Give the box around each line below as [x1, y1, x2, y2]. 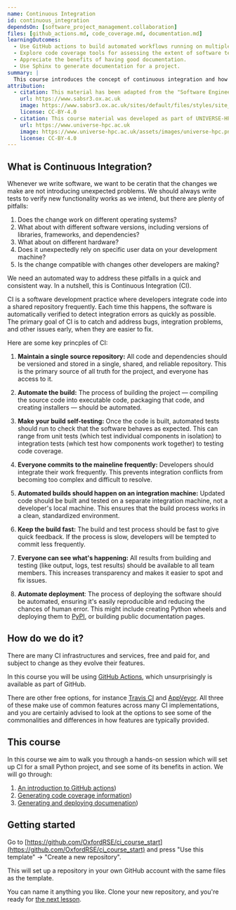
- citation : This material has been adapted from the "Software [13, 89, 206, 96]
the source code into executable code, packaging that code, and [17, 396, 205, 405]
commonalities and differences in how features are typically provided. [7, 716, 209, 724]
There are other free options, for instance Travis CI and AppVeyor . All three [7, 693, 224, 702]
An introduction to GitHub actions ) [17, 783, 117, 792]
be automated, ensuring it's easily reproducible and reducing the [17, 598, 205, 606]
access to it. [17, 374, 53, 384]
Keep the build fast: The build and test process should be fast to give [17, 525, 219, 533]
